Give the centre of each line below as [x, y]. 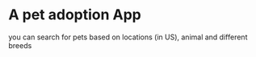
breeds [20, 45]
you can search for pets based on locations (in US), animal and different [128, 37]
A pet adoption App [75, 15]
